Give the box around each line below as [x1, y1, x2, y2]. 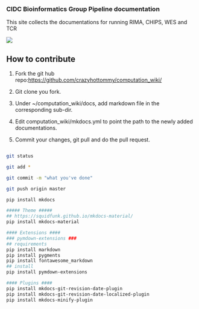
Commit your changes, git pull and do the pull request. [14, 136, 151, 143]
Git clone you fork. [14, 88, 62, 96]
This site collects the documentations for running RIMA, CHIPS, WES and [6, 19, 188, 26]
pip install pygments [6, 252, 61, 258]
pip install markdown [6, 247, 61, 253]
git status [6, 153, 34, 159]
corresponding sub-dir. [14, 106, 73, 114]
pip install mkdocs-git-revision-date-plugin [6, 285, 122, 291]
